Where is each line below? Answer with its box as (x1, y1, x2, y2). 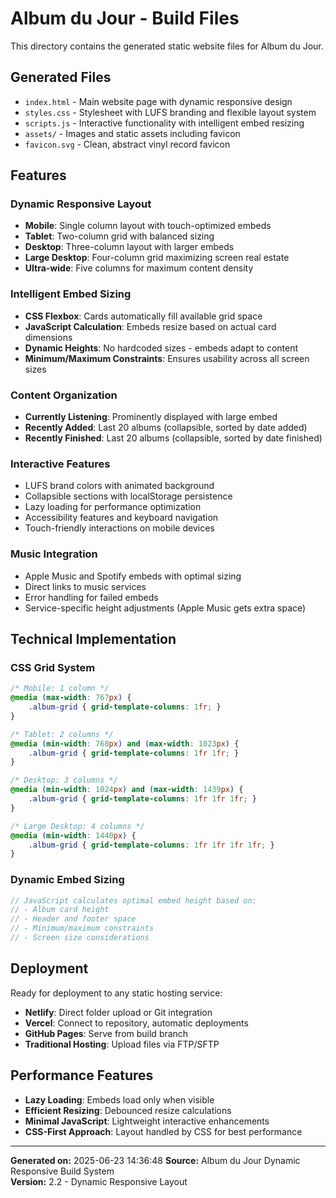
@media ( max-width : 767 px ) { (10, 693, 132, 703)
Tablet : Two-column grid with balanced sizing (24, 230, 215, 242)
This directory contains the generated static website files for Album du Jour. (10, 40, 324, 52)
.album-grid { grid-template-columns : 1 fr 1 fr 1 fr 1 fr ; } (28, 840, 275, 850)
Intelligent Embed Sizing (10, 287, 132, 301)
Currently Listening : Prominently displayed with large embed (24, 411, 278, 423)
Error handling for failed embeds (24, 591, 159, 603)
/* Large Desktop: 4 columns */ (10, 821, 145, 831)
